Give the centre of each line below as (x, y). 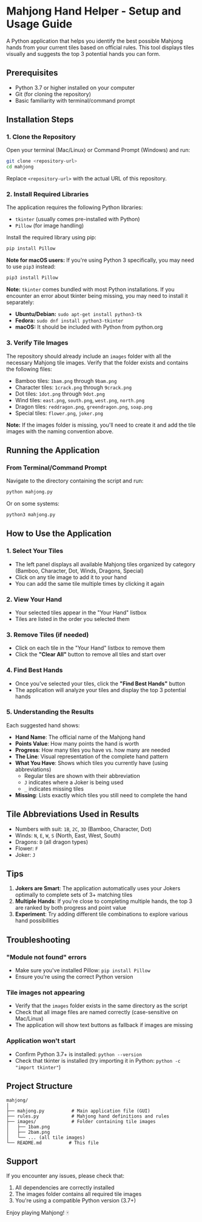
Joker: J (25, 854)
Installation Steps (40, 120)
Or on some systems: (33, 504)
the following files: (29, 369)
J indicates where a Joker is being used (74, 782)
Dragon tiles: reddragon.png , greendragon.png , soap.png (84, 407)
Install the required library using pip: (51, 238)
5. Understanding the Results (50, 712)
